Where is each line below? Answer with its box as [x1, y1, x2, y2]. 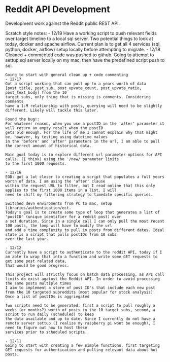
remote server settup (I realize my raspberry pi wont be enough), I [5, 320, 156, 325]
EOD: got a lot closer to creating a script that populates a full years [5, 174, 165, 179]
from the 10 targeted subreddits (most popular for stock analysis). [5, 289, 156, 295]
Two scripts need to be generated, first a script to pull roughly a [5, 303, 156, 308]
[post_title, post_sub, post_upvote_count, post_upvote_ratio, [5, 85, 142, 91]
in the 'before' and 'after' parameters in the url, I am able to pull [5, 138, 160, 144]
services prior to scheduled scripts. [5, 330, 87, 335]
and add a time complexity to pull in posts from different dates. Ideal [5, 227, 165, 233]
